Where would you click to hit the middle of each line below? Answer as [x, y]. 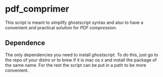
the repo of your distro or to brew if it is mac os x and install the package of [81, 60]
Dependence [25, 43]
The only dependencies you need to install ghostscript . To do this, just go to [81, 55]
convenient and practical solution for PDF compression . [61, 27]
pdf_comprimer [37, 9]
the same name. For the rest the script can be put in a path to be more [76, 65]
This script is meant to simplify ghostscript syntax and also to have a [74, 22]
